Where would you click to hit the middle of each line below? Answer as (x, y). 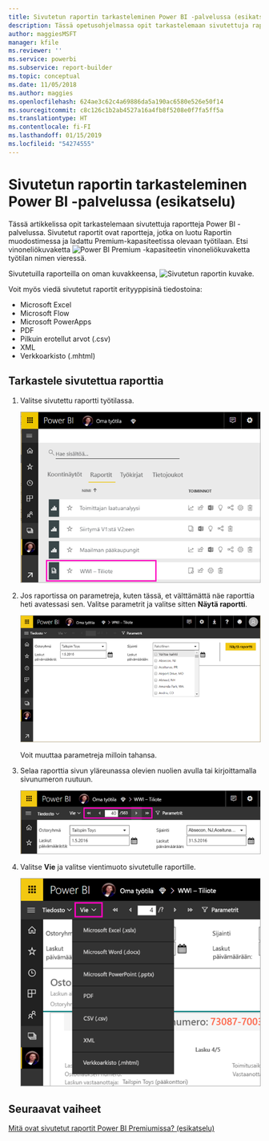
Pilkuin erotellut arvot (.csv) (65, 339)
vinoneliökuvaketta (39, 250)
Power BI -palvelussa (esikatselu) (122, 201)
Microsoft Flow (44, 313)
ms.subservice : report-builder (60, 68)
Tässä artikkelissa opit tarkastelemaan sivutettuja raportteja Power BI (122, 224)
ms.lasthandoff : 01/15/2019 (55, 136)
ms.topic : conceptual (44, 76)
